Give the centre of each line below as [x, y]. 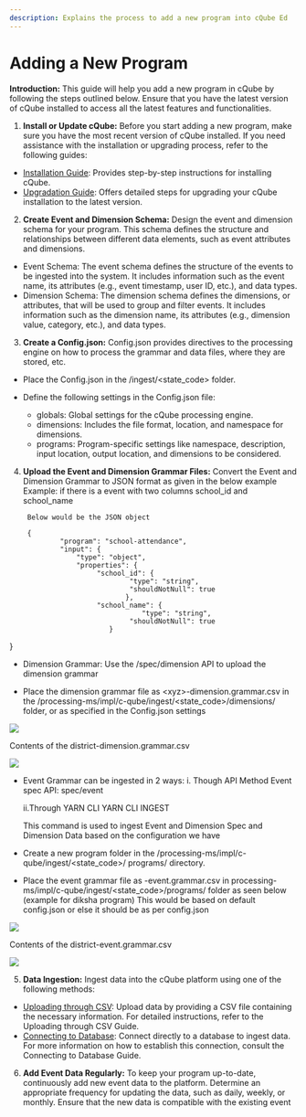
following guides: [55, 154]
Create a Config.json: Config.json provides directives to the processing [158, 342]
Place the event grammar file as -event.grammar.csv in [126, 880]
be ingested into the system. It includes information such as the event [153, 276]
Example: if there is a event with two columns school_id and [135, 491]
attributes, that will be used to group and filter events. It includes [144, 305]
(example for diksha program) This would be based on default [139, 899]
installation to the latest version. [83, 201]
